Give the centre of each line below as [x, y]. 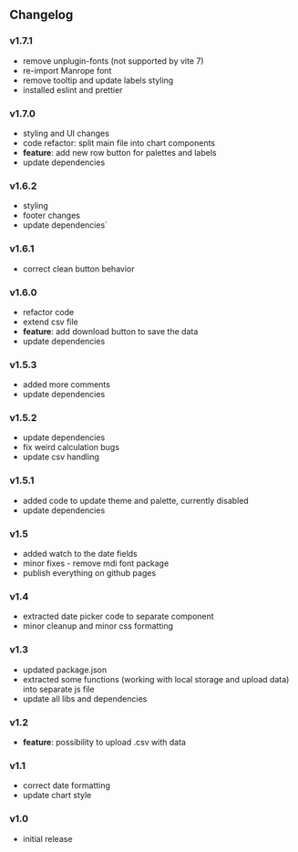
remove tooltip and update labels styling [98, 80]
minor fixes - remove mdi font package [96, 563]
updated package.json [65, 670]
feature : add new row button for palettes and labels [119, 152]
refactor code [48, 312]
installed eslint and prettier [72, 89]
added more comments [67, 385]
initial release [47, 838]
